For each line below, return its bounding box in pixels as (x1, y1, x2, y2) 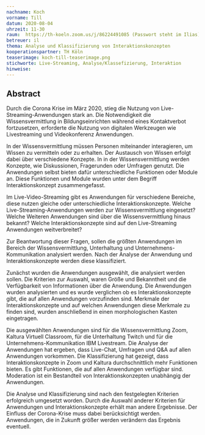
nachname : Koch (6, 9, 45, 15)
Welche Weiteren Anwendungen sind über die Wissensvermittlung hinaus (6, 213, 191, 220)
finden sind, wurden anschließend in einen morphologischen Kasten (6, 308, 178, 316)
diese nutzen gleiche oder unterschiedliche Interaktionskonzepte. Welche (6, 200, 191, 207)
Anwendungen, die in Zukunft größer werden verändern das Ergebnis (6, 417, 181, 424)
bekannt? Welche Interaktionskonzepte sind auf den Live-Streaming (6, 220, 177, 227)
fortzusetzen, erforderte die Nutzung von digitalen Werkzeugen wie (6, 124, 176, 132)
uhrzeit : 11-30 (6, 26, 45, 32)
